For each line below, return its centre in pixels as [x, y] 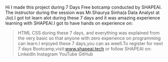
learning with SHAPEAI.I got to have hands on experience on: [69, 23]
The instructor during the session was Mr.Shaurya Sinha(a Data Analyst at [82, 12]
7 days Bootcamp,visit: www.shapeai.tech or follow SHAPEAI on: [85, 49]
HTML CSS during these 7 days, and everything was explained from [89, 33]
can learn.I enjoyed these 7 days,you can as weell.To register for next [90, 43]
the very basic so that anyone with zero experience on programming [89, 38]
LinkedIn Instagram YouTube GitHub [55, 54]
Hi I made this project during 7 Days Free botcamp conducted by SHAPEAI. [84, 7]
